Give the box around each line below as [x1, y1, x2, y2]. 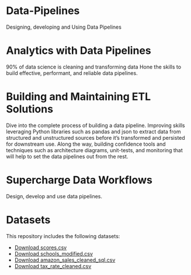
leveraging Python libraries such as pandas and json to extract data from [6, 128, 181, 135]
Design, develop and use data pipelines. [6, 192, 103, 200]
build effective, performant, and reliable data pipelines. [6, 69, 138, 77]
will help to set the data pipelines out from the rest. [6, 153, 129, 160]
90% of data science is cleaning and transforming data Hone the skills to [6, 63, 182, 70]
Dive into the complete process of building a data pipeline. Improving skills [6, 122, 185, 129]
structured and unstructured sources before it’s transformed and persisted [6, 134, 185, 141]
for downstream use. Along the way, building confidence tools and [6, 140, 166, 147]
